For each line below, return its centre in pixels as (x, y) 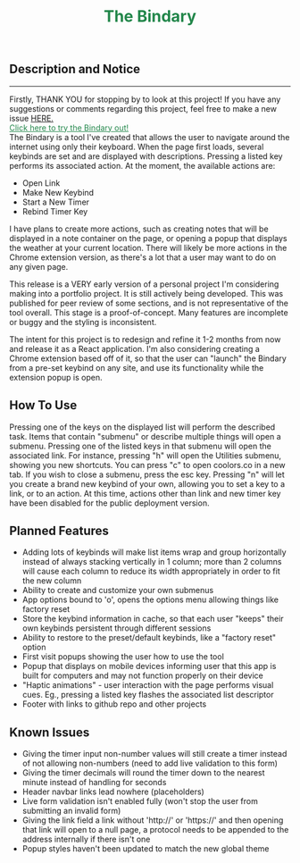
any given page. (39, 266)
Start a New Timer (56, 202)
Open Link (41, 183)
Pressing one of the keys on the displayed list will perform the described (142, 427)
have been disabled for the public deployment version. (109, 503)
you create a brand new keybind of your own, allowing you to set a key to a (147, 483)
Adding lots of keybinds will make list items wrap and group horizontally (154, 552)
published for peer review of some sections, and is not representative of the (149, 303)
